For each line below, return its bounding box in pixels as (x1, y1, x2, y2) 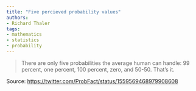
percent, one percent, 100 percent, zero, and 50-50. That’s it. (21, 66, 175, 73)
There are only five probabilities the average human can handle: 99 (21, 59, 190, 67)
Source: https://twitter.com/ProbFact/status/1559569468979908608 (6, 77, 178, 85)
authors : (6, 15, 29, 21)
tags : (6, 25, 20, 32)
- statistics (6, 37, 40, 43)
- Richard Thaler (6, 20, 51, 26)
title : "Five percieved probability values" (6, 8, 121, 15)
